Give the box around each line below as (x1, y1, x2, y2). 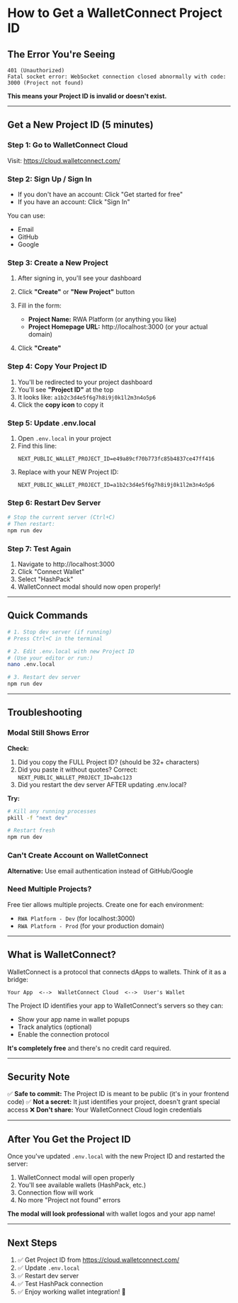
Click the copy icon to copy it (17, 400, 104, 409)
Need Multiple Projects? (7, 884, 92, 894)
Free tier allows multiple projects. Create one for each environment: (7, 900, 204, 908)
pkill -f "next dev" (7, 814, 69, 821)
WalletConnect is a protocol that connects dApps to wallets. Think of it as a (7, 967, 227, 976)
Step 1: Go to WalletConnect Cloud (7, 140, 128, 150)
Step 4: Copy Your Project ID (7, 361, 108, 371)
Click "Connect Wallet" (17, 568, 85, 576)
